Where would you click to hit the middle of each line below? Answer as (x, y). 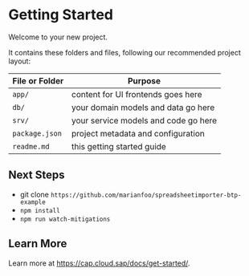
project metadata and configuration (138, 133)
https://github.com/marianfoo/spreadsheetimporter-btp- (146, 195)
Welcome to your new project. (58, 37)
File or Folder (38, 80)
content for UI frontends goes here (137, 94)
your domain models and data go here (143, 108)
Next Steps (37, 175)
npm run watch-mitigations (65, 219)
